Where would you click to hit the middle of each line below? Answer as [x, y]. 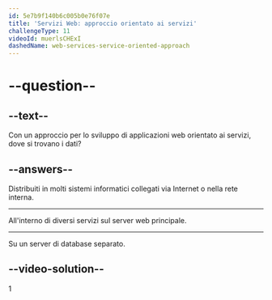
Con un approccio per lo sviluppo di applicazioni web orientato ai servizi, [130, 135]
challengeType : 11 [39, 31]
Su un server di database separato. [67, 243]
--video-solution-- [56, 269]
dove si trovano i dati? [45, 144]
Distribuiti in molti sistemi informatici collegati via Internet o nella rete [123, 188]
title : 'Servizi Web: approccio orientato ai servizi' [103, 23]
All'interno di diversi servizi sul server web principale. [98, 220]
